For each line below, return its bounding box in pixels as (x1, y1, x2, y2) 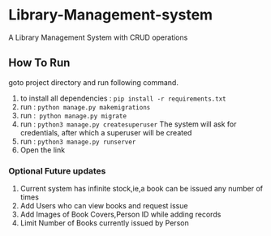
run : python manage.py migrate (19, 110, 127, 120)
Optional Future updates (8, 165, 106, 176)
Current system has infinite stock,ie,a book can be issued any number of (19, 184, 264, 194)
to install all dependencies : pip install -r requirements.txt (19, 93, 226, 103)
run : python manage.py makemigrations (19, 101, 151, 111)
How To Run (8, 56, 71, 70)
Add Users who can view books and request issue (19, 201, 188, 211)
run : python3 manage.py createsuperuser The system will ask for (19, 119, 237, 129)
